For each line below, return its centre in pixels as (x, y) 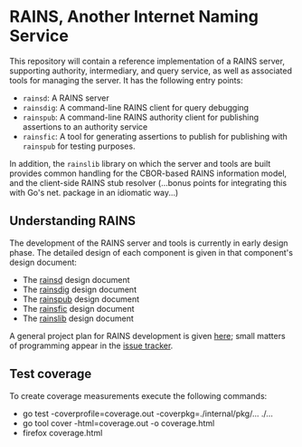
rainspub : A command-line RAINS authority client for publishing (141, 117)
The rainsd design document (76, 279)
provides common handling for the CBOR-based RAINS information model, (148, 173)
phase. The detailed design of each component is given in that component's (151, 252)
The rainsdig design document (80, 289)
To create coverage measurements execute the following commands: (138, 395)
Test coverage (51, 374)
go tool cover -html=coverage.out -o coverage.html (118, 423)
